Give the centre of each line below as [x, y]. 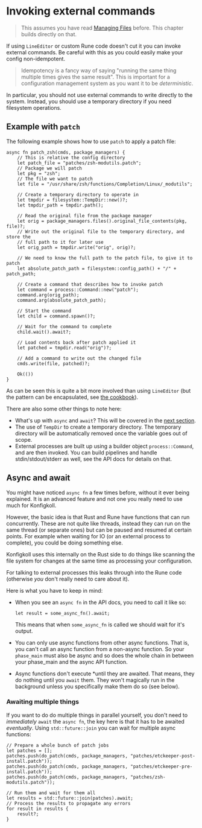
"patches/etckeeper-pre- [162, 766]
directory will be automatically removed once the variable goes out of [101, 433]
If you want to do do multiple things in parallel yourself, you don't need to [97, 715]
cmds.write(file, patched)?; [54, 363]
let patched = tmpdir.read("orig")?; [65, 348]
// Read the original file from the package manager [85, 215]
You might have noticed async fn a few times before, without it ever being [98, 492]
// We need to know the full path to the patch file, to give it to [105, 258]
